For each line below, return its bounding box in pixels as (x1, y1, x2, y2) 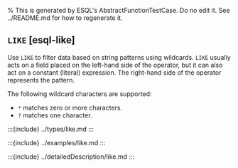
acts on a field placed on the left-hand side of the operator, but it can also (7, 61, 223, 69)
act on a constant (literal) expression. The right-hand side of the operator (7, 68, 222, 77)
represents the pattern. (7, 75, 75, 84)
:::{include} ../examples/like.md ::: (7, 138, 106, 147)
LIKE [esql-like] (7, 34, 76, 46)
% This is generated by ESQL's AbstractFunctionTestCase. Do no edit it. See (7, 6, 230, 14)
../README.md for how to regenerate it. (7, 14, 123, 22)
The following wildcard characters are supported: (7, 89, 152, 98)
